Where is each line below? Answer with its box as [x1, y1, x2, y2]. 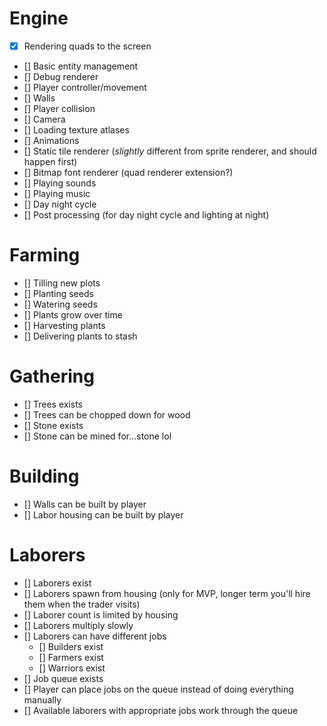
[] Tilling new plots [23, 277, 101, 289]
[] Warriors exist [38, 662, 106, 674]
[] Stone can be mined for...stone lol [23, 430, 172, 442]
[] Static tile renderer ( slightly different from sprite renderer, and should [23, 145, 317, 157]
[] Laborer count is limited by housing [23, 608, 179, 621]
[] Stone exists [23, 419, 84, 431]
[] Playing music [23, 188, 91, 199]
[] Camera [23, 113, 66, 125]
